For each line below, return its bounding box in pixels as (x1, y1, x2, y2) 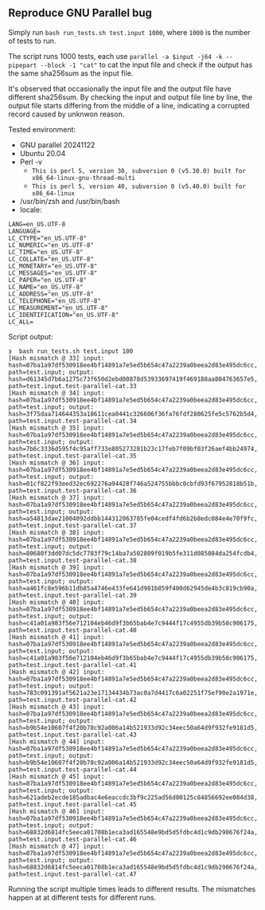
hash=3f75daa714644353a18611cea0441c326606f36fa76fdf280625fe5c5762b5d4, (8, 410, 259, 418)
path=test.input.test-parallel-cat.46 (8, 835, 137, 843)
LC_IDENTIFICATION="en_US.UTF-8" (8, 311, 119, 319)
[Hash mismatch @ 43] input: (8, 703, 105, 711)
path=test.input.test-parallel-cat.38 (8, 556, 137, 564)
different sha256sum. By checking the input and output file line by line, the (8, 92, 253, 102)
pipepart (8, 61, 37, 69)
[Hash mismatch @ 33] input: (8, 354, 105, 362)
